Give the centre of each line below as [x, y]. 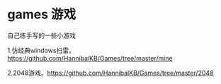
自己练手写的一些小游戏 [41, 35]
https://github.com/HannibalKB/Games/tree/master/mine [90, 58]
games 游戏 [42, 14]
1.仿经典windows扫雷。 [41, 50]
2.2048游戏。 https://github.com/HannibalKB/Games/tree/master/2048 [110, 73]
